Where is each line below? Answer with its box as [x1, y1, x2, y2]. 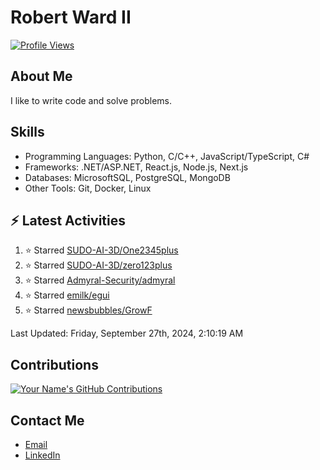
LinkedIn [24, 449, 61, 461]
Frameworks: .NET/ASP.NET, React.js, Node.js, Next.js [24, 161, 249, 173]
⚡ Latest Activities [10, 212, 126, 229]
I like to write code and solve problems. [10, 94, 172, 106]
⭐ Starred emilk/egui [24, 289, 110, 301]
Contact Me [10, 412, 85, 429]
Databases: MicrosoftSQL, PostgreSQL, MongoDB [24, 171, 231, 183]
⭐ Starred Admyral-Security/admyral [24, 274, 176, 286]
